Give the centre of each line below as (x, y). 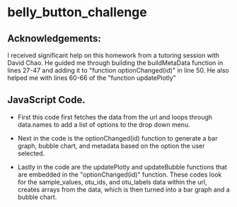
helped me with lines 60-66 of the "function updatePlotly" (92, 78)
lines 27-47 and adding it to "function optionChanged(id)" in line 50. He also (118, 70)
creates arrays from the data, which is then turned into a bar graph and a (123, 189)
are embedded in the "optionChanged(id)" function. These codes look (120, 175)
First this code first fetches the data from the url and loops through (115, 117)
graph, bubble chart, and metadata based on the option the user (111, 146)
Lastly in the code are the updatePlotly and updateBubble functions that (122, 167)
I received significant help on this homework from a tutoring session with (114, 55)
